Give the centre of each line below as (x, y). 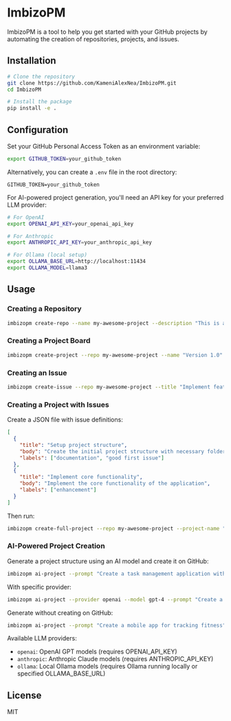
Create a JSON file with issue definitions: (65, 420)
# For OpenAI (26, 217)
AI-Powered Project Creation (56, 546)
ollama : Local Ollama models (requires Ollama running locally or (107, 667)
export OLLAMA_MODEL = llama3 (47, 268)
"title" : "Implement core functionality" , (81, 477)
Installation (32, 61)
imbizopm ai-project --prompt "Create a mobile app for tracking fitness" (117, 625)
